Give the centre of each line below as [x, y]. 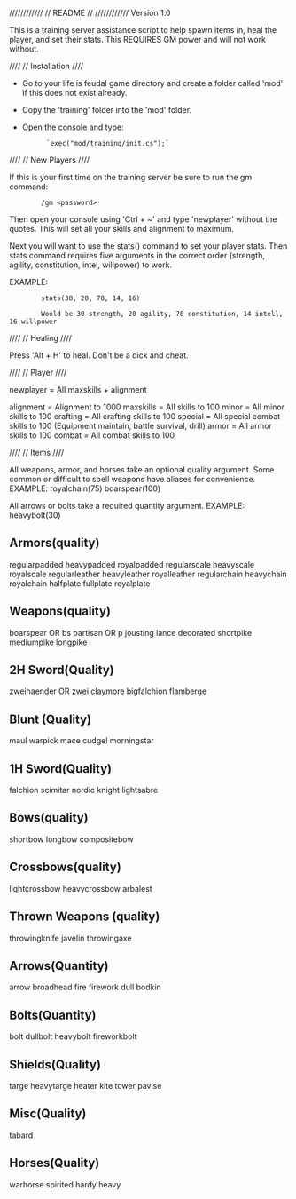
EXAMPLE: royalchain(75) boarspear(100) [85, 488]
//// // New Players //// [50, 160]
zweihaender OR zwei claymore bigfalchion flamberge [108, 691]
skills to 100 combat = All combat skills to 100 [92, 435]
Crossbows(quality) [65, 867]
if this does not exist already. [74, 93]
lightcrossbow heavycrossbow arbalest [81, 888]
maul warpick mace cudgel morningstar [82, 741]
